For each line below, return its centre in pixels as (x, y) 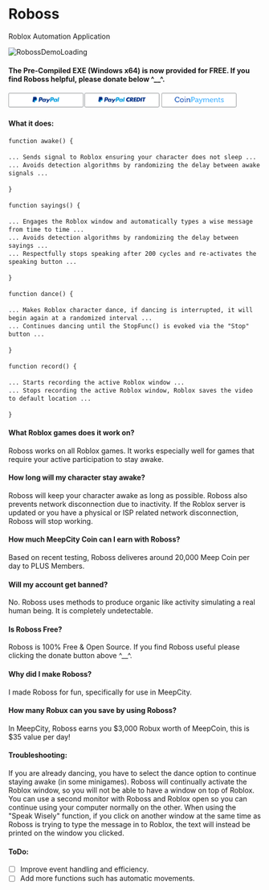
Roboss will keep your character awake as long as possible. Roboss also (128, 495)
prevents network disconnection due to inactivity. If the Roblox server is (127, 504)
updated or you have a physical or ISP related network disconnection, (124, 513)
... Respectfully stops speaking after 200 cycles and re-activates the (132, 254)
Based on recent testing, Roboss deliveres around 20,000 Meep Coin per (129, 557)
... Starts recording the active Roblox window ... (96, 383)
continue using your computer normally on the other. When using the (122, 807)
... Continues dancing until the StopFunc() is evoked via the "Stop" (129, 327)
